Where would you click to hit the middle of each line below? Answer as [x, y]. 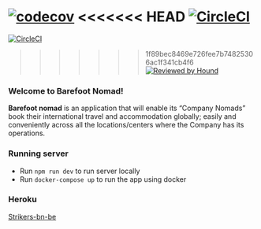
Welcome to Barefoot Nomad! [66, 90]
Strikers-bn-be [32, 216]
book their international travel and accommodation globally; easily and [122, 116]
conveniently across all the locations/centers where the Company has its [126, 125]
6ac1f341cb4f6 [170, 62]
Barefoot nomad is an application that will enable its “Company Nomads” [127, 108]
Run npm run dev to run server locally [80, 171]
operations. [27, 133]
